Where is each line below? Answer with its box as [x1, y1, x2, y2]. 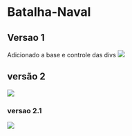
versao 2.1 [7, 106, 42, 115]
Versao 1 [7, 32, 45, 43]
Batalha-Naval [7, 4, 91, 20]
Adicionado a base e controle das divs [7, 51, 116, 59]
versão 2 [7, 70, 46, 83]
